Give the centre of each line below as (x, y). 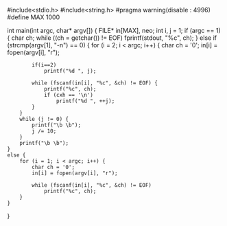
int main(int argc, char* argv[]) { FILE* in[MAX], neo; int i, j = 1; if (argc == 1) (114, 31)
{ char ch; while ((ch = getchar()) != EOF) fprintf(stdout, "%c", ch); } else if (112, 38)
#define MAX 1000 (34, 17)
